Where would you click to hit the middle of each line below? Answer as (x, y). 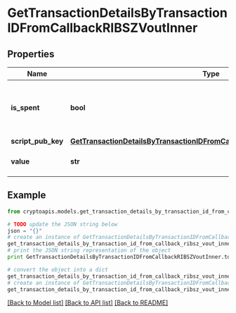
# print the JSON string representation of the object (89, 251)
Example (27, 195)
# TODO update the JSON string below (63, 224)
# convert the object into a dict (58, 269)
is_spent (25, 108)
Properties (31, 54)
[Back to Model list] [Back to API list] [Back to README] (88, 303)
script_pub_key (37, 141)
